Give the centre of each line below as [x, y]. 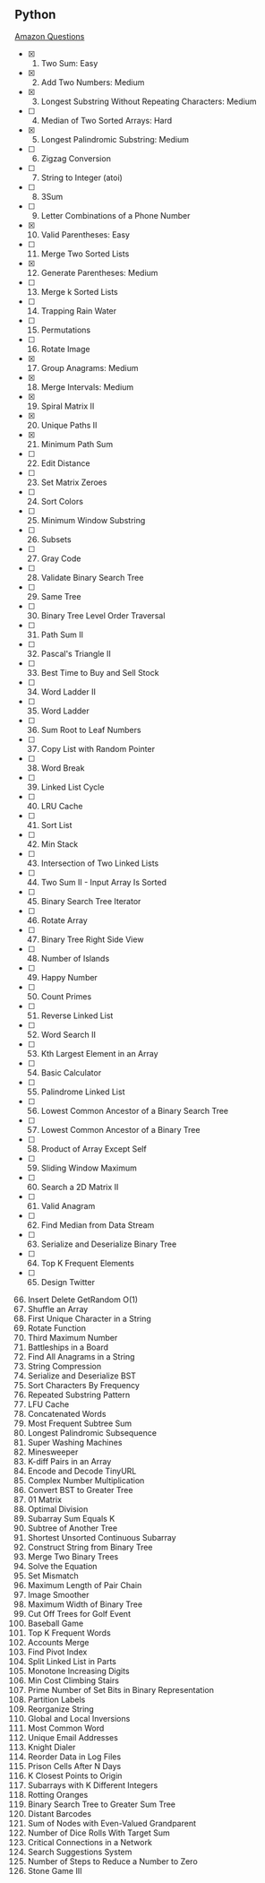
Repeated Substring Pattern [79, 1395]
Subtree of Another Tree [73, 1528]
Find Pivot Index [57, 1652]
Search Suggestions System [80, 1852]
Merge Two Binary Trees [73, 1556]
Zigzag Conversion [76, 158]
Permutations [66, 330]
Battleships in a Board [68, 1347]
